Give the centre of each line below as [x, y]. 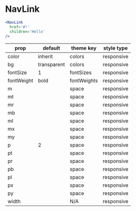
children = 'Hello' [27, 31]
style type [115, 48]
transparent [51, 64]
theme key [84, 48]
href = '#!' [20, 27]
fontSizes [81, 73]
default [51, 48]
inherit [45, 56]
